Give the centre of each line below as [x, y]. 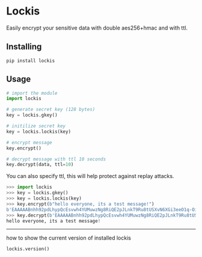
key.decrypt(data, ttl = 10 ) [40, 165]
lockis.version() [28, 249]
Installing [24, 47]
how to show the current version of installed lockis [69, 238]
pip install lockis [31, 61]
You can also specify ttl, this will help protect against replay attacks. [90, 176]
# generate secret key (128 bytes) [51, 110]
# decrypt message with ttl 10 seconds [56, 159]
